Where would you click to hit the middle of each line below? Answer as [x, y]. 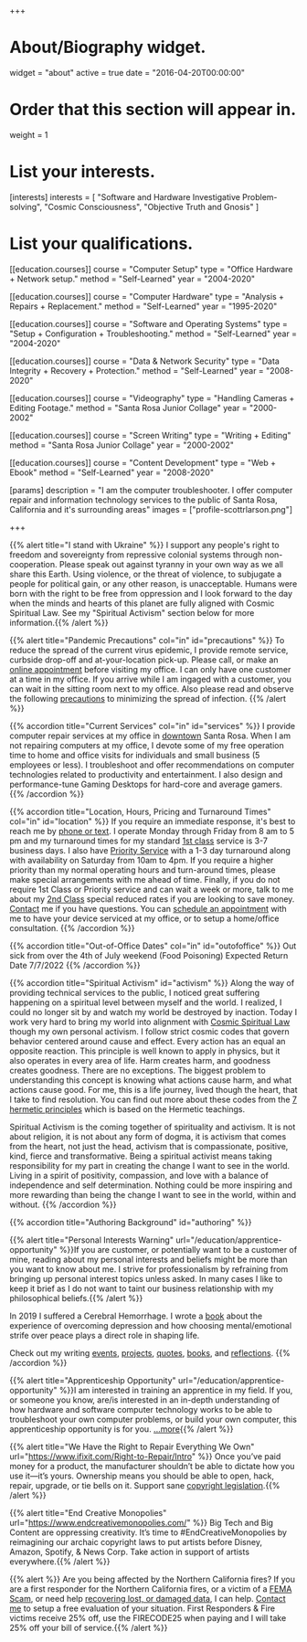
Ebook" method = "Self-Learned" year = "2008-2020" [112, 472]
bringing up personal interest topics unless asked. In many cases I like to [146, 1278]
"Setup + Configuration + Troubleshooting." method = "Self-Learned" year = [153, 334]
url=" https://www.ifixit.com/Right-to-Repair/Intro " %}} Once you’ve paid [145, 1456]
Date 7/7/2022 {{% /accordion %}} [75, 965]
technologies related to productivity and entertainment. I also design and [146, 774]
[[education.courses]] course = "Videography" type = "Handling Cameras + [152, 397]
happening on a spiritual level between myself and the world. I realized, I [146, 1002]
